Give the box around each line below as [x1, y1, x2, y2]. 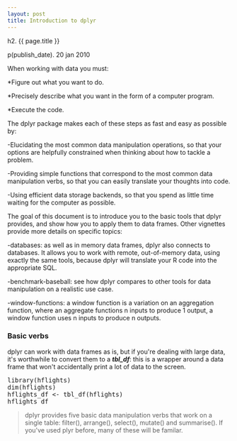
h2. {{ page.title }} [7, 36, 60, 45]
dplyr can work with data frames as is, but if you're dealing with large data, [7, 347, 226, 356]
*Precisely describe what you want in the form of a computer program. [7, 92, 214, 100]
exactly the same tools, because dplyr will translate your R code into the [7, 256, 217, 264]
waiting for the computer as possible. [7, 198, 116, 207]
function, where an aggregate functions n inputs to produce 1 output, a [7, 306, 214, 315]
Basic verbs [7, 331, 50, 341]
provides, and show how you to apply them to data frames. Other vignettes [7, 219, 226, 228]
